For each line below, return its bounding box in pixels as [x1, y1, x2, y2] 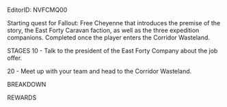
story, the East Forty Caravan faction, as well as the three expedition [7, 27, 200, 34]
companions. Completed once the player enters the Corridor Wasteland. [7, 33, 211, 42]
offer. [7, 54, 23, 62]
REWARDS [7, 93, 37, 102]
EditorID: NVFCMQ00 [7, 6, 68, 14]
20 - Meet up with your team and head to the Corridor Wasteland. [7, 67, 192, 75]
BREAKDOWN [7, 80, 46, 88]
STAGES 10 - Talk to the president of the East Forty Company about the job [7, 47, 218, 55]
